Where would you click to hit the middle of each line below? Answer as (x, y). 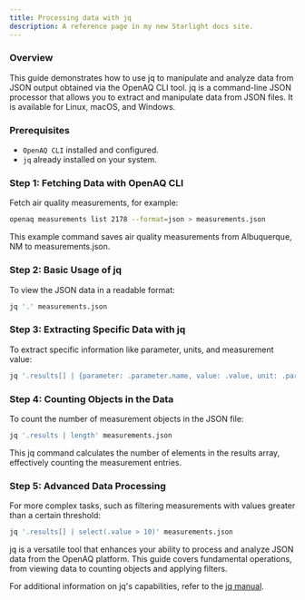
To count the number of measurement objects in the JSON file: (127, 418)
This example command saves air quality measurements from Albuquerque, (151, 237)
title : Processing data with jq (70, 18)
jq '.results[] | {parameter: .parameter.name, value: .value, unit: (144, 376)
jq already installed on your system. (89, 160)
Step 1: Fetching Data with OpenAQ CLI (97, 183)
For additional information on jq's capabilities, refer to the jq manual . (137, 585)
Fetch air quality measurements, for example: (94, 203)
